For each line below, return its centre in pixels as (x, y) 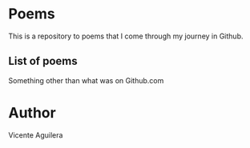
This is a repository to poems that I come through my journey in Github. (126, 36)
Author (32, 112)
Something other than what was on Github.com (86, 80)
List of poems (43, 61)
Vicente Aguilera (36, 135)
